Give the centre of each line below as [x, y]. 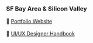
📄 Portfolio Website [29, 21]
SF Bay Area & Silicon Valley [47, 9]
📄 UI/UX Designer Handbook [40, 34]
